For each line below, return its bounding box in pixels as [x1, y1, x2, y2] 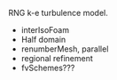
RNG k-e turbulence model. [8, 8, 108, 18]
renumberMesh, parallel [20, 44, 109, 54]
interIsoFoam [20, 25, 70, 35]
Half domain [20, 35, 66, 44]
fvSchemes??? [20, 62, 75, 73]
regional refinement [20, 53, 94, 63]
